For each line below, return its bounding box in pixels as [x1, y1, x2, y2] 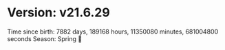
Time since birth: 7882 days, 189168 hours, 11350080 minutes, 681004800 [7, 27, 219, 36]
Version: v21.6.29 [7, 5, 110, 21]
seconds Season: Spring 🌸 [7, 34, 83, 42]
